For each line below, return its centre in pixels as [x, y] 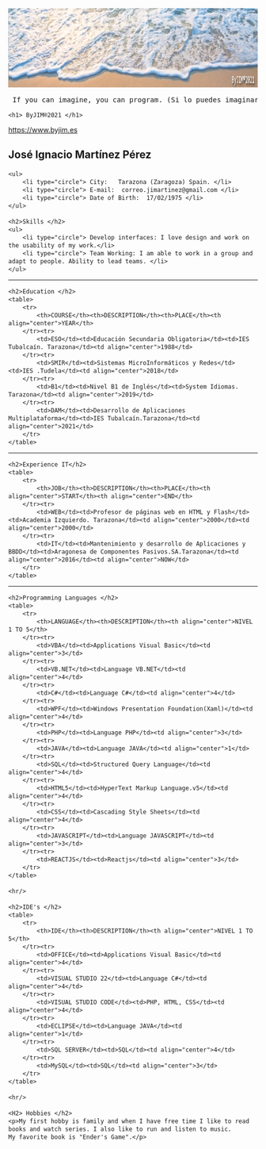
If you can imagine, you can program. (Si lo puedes [117, 100]
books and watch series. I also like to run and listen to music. [120, 1129]
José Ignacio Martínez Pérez [80, 155]
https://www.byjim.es [43, 130]
